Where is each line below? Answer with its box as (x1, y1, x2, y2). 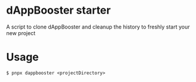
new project (6, 29, 36, 36)
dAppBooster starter (6, 4, 111, 17)
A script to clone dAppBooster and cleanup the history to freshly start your (6, 23, 190, 30)
